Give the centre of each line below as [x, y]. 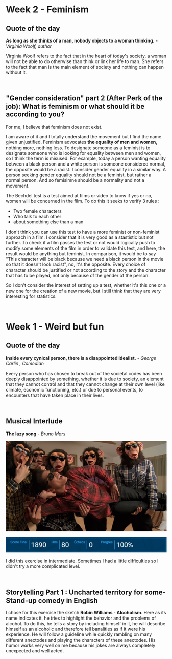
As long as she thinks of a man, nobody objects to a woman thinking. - [82, 40]
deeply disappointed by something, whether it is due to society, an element [85, 379]
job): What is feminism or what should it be [75, 106]
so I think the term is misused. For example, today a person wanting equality [86, 158]
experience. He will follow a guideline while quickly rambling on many [79, 634]
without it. [16, 72]
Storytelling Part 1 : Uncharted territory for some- [86, 592]
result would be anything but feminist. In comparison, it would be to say [81, 253]
